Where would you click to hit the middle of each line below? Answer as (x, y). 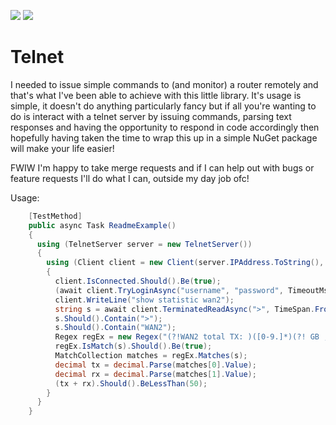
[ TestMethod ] (55, 216)
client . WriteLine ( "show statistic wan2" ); (144, 300)
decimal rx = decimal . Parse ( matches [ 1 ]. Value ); (155, 374)
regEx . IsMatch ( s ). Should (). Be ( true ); (133, 346)
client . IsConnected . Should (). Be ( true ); (138, 281)
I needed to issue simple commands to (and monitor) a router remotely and (164, 84)
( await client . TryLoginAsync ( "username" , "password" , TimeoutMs (191, 290)
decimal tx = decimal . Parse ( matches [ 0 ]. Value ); (155, 365)
